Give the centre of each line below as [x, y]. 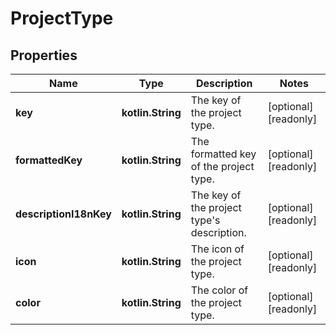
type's [205, 220]
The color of [219, 290]
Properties [44, 55]
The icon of [217, 249]
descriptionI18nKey [63, 214]
